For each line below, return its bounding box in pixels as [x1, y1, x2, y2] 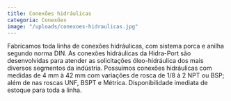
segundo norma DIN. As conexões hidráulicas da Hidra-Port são [7, 49, 191, 57]
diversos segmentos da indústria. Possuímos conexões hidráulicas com [7, 64, 212, 73]
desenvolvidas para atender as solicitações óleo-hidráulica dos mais [7, 57, 204, 65]
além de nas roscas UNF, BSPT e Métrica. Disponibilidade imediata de [7, 79, 209, 87]
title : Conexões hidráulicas [7, 10, 92, 17]
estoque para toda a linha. [7, 86, 82, 94]
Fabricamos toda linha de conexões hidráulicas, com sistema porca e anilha [7, 42, 225, 50]
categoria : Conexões [7, 17, 67, 24]
